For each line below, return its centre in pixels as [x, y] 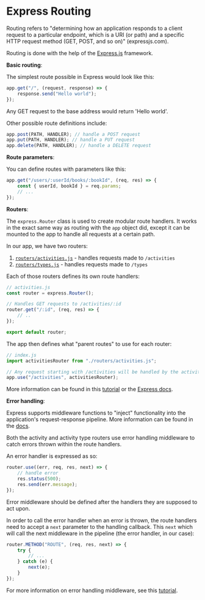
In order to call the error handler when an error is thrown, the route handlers [102, 520]
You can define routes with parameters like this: [66, 169]
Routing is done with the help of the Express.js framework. [80, 53]
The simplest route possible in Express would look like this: [80, 77]
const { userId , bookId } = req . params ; [69, 186]
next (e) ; [39, 568]
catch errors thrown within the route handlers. [64, 444]
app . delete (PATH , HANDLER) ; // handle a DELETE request [79, 146]
